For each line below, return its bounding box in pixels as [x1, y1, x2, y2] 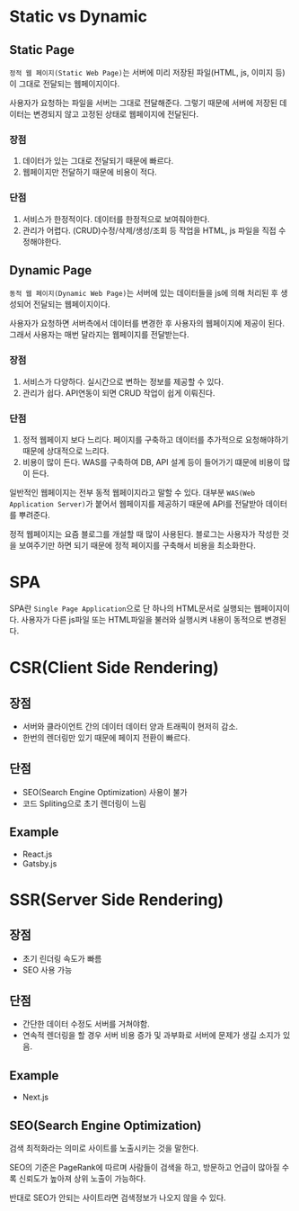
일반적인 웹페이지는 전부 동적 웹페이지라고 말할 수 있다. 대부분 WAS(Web [9, 488, 256, 498]
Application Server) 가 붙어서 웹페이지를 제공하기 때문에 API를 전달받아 [9, 498, 264, 509]
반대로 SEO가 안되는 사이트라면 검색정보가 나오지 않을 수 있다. [9, 1192, 226, 1203]
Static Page [9, 42, 75, 58]
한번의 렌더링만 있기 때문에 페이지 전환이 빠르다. [22, 731, 190, 743]
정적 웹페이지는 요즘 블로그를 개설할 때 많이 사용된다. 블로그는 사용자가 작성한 [9, 529, 280, 539]
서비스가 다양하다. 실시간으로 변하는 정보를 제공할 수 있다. [22, 376, 224, 387]
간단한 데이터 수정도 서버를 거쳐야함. [22, 1018, 150, 1029]
